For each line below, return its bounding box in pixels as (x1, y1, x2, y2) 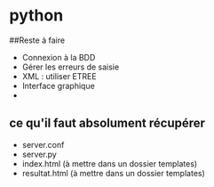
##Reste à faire (9, 35, 65, 45)
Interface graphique (21, 80, 95, 91)
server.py (21, 149, 58, 159)
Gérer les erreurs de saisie (21, 61, 120, 72)
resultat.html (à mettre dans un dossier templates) (21, 167, 206, 178)
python (9, 5, 64, 26)
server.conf (21, 139, 65, 150)
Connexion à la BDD (21, 52, 96, 62)
